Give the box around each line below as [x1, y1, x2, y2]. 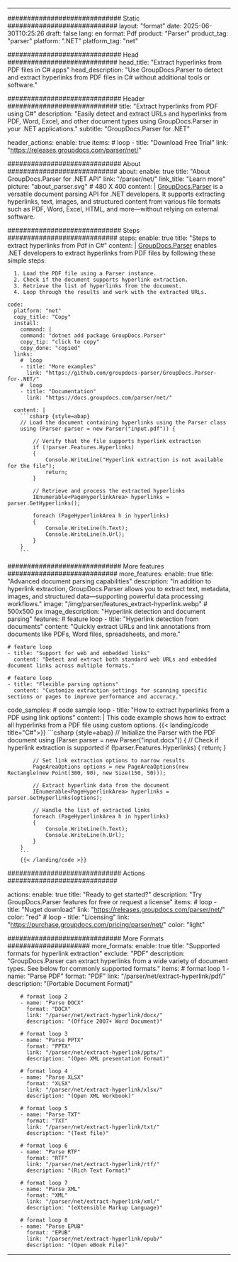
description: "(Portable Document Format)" [7, 980, 133, 987]
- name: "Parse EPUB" [20, 1223, 84, 1230]
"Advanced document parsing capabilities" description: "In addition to [7, 577, 211, 586]
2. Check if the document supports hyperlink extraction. [13, 276, 189, 283]
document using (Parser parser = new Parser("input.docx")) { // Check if [7, 736, 220, 744]
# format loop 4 [20, 1068, 69, 1075]
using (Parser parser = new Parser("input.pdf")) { [20, 425, 176, 432]
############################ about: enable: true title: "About [7, 168, 210, 175]
